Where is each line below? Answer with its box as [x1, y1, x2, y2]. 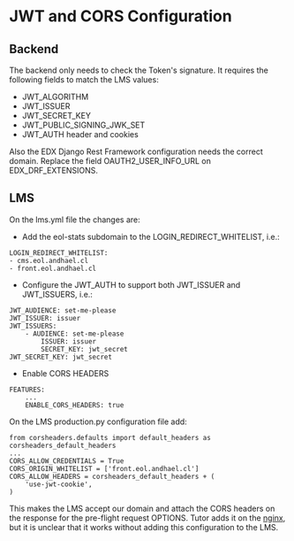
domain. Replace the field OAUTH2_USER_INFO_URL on [9, 156, 212, 166]
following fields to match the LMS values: [9, 74, 159, 85]
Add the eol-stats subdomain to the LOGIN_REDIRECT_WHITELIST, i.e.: [21, 231, 280, 242]
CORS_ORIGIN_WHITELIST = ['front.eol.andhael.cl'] [9, 464, 200, 473]
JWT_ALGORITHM [21, 91, 89, 102]
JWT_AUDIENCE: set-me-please [9, 305, 117, 315]
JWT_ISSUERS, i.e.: [21, 289, 93, 299]
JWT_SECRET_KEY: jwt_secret [9, 352, 113, 361]
